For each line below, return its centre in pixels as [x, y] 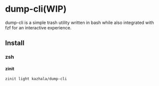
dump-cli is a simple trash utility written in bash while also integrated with [79, 22]
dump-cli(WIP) [36, 9]
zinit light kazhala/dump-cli [36, 79]
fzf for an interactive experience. [38, 27]
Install [15, 43]
